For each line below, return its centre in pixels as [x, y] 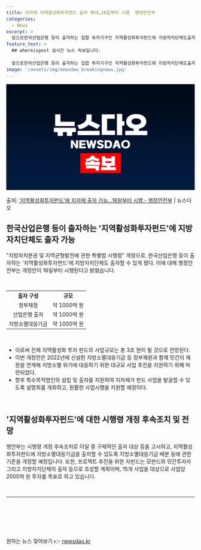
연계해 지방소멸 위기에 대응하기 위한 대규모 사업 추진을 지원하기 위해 [105, 364]
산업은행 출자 [28, 315]
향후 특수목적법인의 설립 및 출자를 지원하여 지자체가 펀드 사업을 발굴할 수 [99, 379]
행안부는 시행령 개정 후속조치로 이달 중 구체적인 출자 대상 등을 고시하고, [89, 446]
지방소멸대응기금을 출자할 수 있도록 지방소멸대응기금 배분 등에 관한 [114, 454]
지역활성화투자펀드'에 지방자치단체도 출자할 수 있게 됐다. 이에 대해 [100, 263]
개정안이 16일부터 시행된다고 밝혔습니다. [68, 270]
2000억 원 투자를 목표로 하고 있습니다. [51, 476]
